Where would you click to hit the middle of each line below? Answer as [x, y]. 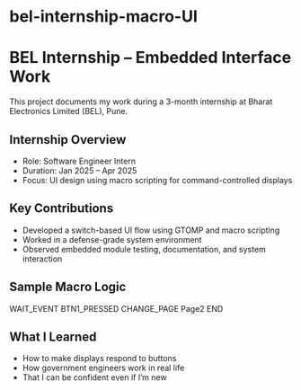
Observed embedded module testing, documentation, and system [144, 249]
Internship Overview [68, 140]
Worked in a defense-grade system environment [112, 239]
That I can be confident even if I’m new [95, 377]
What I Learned [53, 337]
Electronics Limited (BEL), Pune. [69, 111]
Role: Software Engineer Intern [79, 161]
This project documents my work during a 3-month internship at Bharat [141, 102]
